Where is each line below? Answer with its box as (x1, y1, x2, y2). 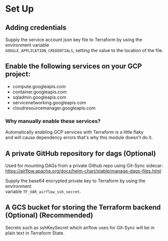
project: (5, 70, 31, 78)
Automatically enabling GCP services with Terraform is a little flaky (5, 129, 144, 135)
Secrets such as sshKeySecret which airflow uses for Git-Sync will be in (5, 224, 155, 230)
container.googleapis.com (12, 89, 67, 95)
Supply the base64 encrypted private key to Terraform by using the (5, 178, 145, 184)
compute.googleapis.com (12, 83, 66, 89)
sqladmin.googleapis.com (12, 94, 67, 100)
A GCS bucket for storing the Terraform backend (5, 203, 161, 212)
